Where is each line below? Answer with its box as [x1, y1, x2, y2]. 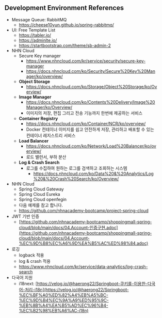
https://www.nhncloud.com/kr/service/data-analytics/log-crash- [18, 264, 148, 270]
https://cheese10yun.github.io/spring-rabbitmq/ [18, 22, 114, 28]
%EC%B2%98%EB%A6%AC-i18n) [18, 307, 89, 313]
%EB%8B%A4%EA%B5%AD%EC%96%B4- [18, 302, 109, 308]
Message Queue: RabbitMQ [11, 16, 67, 22]
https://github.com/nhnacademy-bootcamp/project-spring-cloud [18, 207, 149, 213]
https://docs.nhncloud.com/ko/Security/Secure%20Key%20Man [26, 68, 156, 74]
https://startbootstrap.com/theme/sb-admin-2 [18, 42, 111, 48]
